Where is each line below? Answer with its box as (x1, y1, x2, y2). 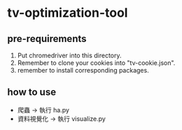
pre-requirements (7, 33, 87, 45)
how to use (7, 86, 57, 99)
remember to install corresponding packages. (17, 66, 149, 74)
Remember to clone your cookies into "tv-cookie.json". (17, 59, 176, 67)
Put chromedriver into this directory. (17, 51, 122, 59)
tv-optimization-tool (7, 5, 128, 21)
